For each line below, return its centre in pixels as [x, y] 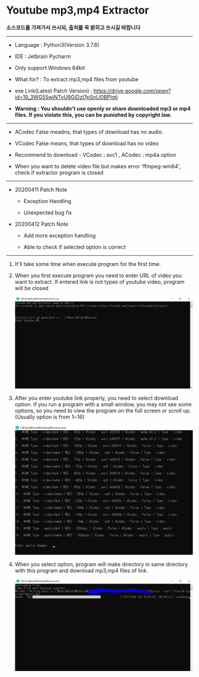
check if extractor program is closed [59, 172]
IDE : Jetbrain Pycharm [43, 56]
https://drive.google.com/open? [132, 91]
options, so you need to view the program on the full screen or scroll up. [103, 410]
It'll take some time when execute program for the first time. [88, 264]
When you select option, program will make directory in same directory [101, 564]
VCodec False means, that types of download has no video [86, 143]
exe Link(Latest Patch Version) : [54, 91]
